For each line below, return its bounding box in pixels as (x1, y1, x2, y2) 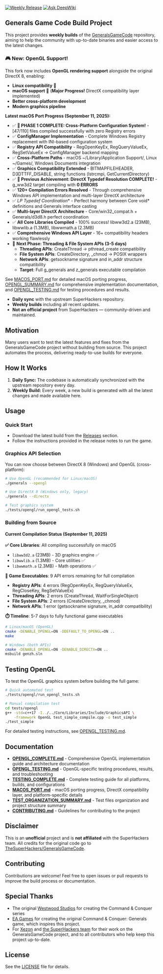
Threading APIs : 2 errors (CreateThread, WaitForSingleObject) (12, 593, 139, 599)
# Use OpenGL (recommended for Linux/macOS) (5, 476, 97, 481)
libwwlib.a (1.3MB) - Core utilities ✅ (12, 557, 86, 563)
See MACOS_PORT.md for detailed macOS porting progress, (5, 277, 127, 282)
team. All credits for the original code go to (5, 840, 92, 846)
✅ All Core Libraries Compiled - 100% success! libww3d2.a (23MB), (12, 219, 151, 225)
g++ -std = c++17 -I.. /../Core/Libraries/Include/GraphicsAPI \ (5, 710, 135, 715)
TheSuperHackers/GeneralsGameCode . (5, 845, 86, 851)
